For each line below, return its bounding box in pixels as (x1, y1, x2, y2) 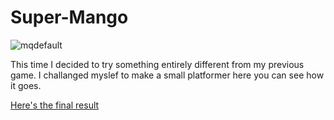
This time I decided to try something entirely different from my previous (10, 58, 305, 70)
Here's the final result (10, 99, 100, 111)
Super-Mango (10, 6, 129, 29)
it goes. (10, 79, 42, 91)
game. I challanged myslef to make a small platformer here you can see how (10, 69, 325, 81)
